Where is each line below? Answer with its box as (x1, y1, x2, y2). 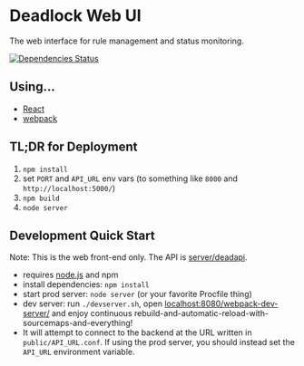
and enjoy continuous (51, 308, 133, 319)
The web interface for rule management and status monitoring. (9, 35, 245, 46)
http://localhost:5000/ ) (22, 182, 116, 193)
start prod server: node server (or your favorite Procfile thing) (22, 289, 252, 300)
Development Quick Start (9, 227, 156, 243)
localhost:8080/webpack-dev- (164, 298, 279, 309)
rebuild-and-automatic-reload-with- (133, 308, 270, 319)
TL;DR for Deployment (9, 140, 138, 155)
